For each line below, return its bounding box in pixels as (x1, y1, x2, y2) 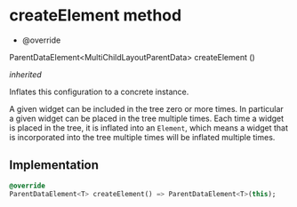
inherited (9, 68, 42, 80)
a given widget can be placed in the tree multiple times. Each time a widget (9, 113, 285, 123)
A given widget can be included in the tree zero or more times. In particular (9, 103, 285, 114)
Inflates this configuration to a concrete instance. (9, 86, 189, 97)
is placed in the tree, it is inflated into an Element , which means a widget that (9, 122, 289, 133)
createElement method (9, 5, 182, 26)
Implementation (9, 157, 100, 173)
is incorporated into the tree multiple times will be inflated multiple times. (9, 131, 276, 142)
